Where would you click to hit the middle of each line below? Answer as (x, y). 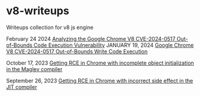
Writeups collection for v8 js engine (50, 27)
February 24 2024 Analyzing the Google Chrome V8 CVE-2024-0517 (91, 39)
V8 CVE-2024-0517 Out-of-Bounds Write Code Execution (77, 51)
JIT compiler (22, 87)
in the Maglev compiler (34, 69)
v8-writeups (38, 11)
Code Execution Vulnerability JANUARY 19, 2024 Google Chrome (114, 45)
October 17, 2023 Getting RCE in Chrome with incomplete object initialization (100, 63)
